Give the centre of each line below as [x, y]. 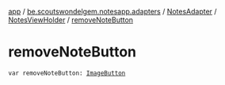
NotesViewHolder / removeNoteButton [71, 20]
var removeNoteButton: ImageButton [67, 73]
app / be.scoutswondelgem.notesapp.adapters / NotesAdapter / [113, 12]
